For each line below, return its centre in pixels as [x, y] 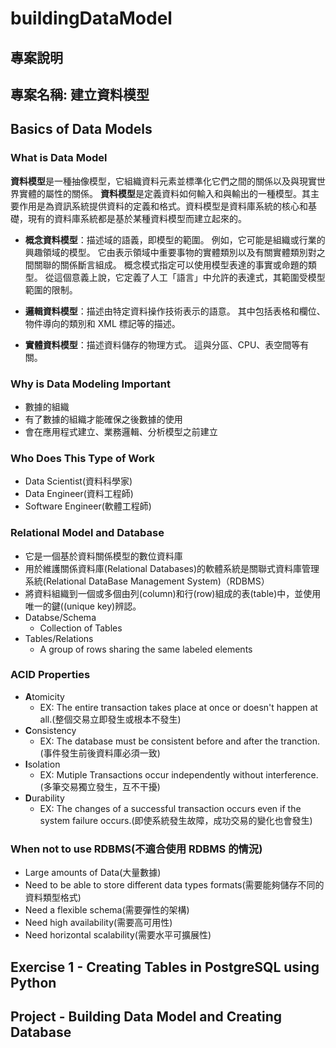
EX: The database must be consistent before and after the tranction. [179, 741]
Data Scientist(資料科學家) [78, 481]
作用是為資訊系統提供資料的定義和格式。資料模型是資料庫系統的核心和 [163, 206]
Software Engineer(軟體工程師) [88, 506]
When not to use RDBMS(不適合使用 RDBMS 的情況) [136, 849]
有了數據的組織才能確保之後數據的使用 [103, 419]
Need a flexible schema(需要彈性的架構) [107, 910]
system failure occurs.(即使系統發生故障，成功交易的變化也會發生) [176, 820]
